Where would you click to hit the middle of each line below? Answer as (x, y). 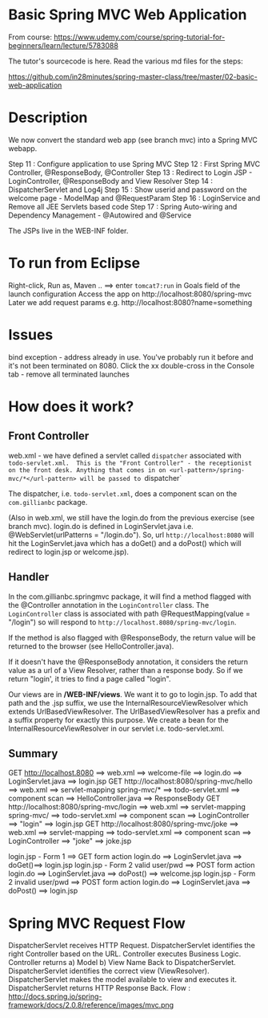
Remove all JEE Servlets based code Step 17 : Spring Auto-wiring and (123, 206)
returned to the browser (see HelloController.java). (91, 646)
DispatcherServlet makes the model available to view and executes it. (123, 979)
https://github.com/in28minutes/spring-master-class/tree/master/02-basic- (133, 76)
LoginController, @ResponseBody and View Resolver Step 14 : (111, 181)
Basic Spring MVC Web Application (128, 15)
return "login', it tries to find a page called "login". (90, 678)
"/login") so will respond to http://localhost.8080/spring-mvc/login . (122, 622)
